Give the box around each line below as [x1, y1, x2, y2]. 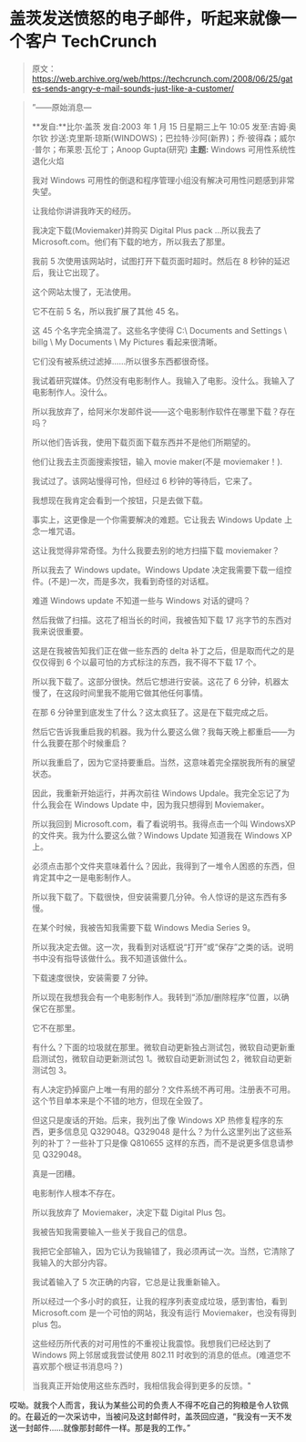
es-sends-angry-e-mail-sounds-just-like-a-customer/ [31, 83, 235, 94]
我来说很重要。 [31, 625, 88, 636]
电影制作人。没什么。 [31, 386, 112, 397]
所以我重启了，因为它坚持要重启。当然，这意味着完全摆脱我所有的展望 [31, 757, 296, 767]
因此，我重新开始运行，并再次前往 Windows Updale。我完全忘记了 [31, 788, 282, 798]
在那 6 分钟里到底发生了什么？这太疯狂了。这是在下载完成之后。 [31, 706, 273, 717]
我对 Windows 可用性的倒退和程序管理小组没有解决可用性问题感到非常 [31, 174, 295, 185]
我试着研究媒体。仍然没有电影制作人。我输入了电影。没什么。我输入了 [31, 375, 296, 386]
